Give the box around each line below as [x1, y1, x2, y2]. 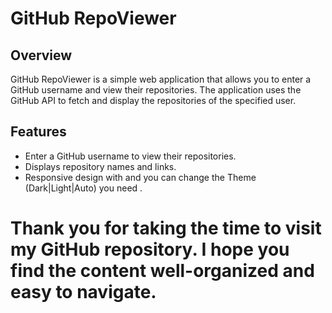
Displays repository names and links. [24, 160, 177, 172]
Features [10, 123, 67, 141]
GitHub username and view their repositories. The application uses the [10, 84, 302, 96]
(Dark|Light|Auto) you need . [24, 182, 143, 194]
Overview [10, 47, 73, 64]
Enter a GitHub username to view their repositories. [24, 150, 237, 162]
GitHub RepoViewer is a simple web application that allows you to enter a [10, 73, 312, 85]
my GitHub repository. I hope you [10, 238, 290, 261]
